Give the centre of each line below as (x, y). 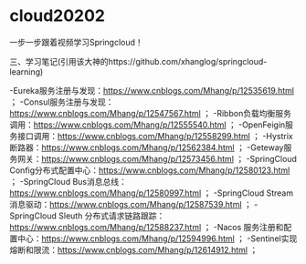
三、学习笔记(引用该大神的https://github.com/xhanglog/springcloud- (138, 61)
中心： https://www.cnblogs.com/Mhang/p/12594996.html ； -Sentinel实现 (157, 239)
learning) (26, 71)
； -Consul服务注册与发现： (62, 102)
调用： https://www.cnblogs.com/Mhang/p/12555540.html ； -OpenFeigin (148, 125)
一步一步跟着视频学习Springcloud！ (76, 42)
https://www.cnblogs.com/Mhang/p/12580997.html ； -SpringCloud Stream (152, 193)
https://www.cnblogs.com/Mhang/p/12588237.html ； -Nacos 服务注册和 (147, 227)
